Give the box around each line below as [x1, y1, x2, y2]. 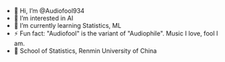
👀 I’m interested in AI [13, 14, 74, 22]
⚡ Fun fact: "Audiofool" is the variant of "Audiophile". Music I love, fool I [13, 29, 218, 38]
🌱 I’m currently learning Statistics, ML [13, 22, 122, 29]
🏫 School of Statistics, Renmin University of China [13, 47, 157, 55]
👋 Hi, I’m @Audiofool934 [13, 7, 85, 15]
